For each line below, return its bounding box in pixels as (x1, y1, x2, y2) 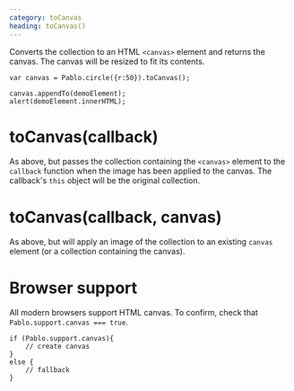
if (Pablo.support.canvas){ (9, 334, 115, 343)
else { (9, 358, 34, 367)
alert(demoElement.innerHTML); (9, 96, 126, 106)
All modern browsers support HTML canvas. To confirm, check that (9, 307, 258, 318)
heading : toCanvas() (9, 22, 87, 31)
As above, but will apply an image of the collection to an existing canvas (9, 236, 273, 247)
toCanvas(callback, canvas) (9, 207, 222, 227)
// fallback (25, 366, 70, 375)
